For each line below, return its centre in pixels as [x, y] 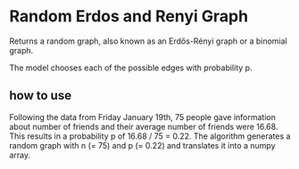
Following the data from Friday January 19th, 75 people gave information [143, 117]
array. [20, 155]
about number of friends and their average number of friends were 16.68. [144, 126]
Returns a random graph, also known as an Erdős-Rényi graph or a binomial [148, 41]
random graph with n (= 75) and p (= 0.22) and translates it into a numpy [142, 145]
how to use [41, 96]
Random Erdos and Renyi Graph [129, 16]
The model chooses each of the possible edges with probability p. [131, 68]
